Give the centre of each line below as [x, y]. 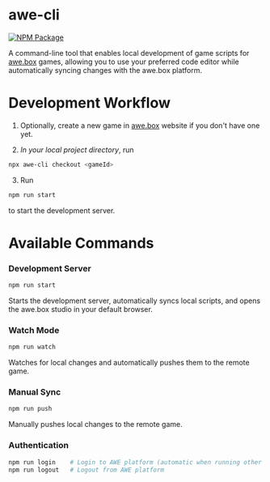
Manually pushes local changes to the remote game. [96, 424]
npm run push [30, 409]
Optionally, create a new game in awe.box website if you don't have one [140, 125]
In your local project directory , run [77, 149]
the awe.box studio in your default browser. [81, 309]
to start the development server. [62, 210]
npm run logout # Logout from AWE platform [86, 470]
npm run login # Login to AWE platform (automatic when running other [135, 462]
